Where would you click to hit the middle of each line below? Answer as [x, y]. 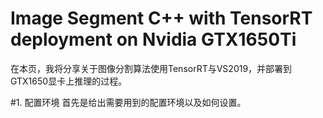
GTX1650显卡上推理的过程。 [69, 81]
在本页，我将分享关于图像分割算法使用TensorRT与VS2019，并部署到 [151, 68]
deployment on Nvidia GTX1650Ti [153, 39]
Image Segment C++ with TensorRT [161, 18]
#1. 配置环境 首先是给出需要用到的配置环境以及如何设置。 [128, 102]
